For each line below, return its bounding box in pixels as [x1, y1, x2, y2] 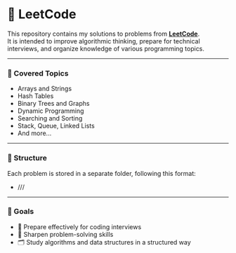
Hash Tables [17, 92, 54, 100]
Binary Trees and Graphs [17, 100, 90, 108]
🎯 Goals [7, 207, 34, 217]
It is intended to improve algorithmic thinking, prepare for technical [7, 36, 200, 45]
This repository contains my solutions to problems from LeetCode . [7, 29, 200, 38]
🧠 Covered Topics [7, 68, 69, 78]
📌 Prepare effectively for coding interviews [17, 222, 142, 231]
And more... [17, 129, 52, 137]
